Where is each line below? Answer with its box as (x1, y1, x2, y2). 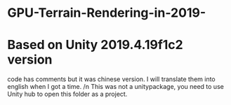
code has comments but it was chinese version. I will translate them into (7, 75, 216, 83)
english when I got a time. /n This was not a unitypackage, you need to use (7, 83, 225, 91)
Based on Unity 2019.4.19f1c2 (7, 37, 184, 53)
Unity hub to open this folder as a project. (7, 90, 128, 99)
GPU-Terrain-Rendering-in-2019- (7, 5, 206, 21)
